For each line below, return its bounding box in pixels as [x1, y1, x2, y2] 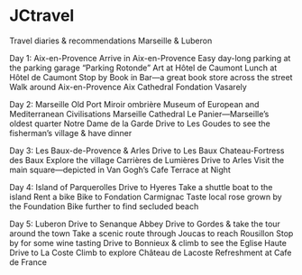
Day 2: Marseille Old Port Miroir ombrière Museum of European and [9, 98, 260, 109]
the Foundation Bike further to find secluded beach [9, 200, 199, 212]
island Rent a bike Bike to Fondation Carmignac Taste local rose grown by [9, 191, 282, 202]
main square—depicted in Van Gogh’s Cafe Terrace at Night [9, 164, 232, 175]
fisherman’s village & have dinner [9, 127, 133, 138]
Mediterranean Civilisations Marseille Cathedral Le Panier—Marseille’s [9, 108, 270, 119]
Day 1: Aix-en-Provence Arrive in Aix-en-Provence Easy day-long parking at [9, 52, 291, 63]
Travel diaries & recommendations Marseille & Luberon [9, 35, 213, 46]
